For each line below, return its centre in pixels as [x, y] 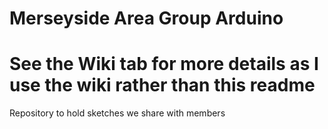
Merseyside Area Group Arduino [146, 18]
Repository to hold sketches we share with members [117, 113]
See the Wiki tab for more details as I [164, 64]
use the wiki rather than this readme [162, 85]
